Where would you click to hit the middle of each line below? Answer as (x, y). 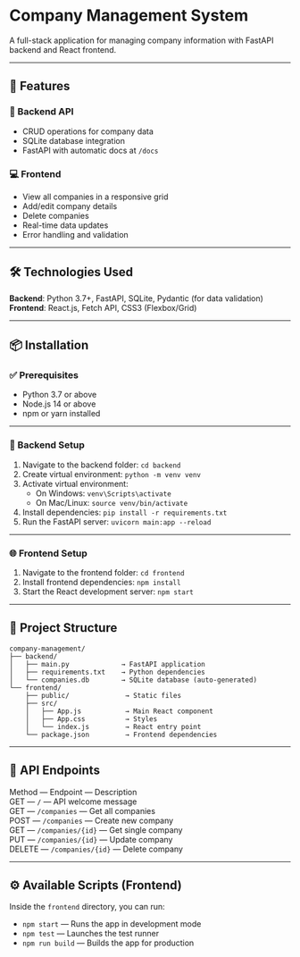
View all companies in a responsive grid (95, 197)
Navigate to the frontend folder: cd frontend (103, 573)
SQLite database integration (73, 140)
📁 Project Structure (63, 628)
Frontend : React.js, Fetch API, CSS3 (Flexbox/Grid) (103, 307)
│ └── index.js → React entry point (113, 726)
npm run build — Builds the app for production (108, 943)
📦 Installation (49, 345)
